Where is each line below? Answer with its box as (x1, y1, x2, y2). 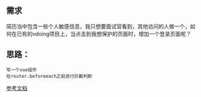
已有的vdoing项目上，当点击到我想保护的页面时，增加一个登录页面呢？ (16, 30, 191, 37)
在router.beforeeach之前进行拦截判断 (6, 73, 92, 79)
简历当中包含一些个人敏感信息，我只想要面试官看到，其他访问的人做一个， (6, 23, 190, 30)
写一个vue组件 (6, 66, 37, 73)
